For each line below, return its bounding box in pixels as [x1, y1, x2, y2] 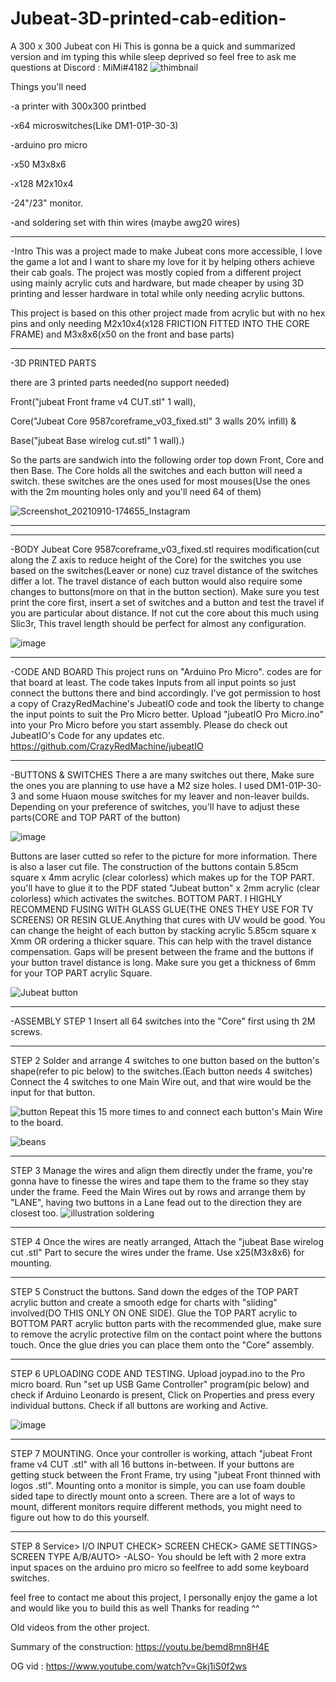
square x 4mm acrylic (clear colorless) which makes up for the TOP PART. [10, 871, 315, 883]
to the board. [10, 1116, 64, 1128]
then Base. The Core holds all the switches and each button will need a [10, 464, 303, 476]
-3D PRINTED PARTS [10, 357, 97, 369]
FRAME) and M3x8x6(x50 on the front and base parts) [10, 328, 235, 340]
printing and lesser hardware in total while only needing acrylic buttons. [10, 287, 306, 299]
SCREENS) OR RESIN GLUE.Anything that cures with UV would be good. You [10, 913, 326, 926]
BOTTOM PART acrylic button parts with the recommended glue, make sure [10, 1317, 322, 1329]
